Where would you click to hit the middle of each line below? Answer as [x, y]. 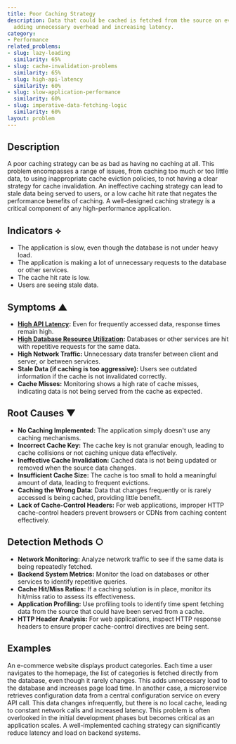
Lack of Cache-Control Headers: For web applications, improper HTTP [121, 505]
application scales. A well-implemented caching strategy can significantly [114, 725]
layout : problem [31, 118]
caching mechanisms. [49, 437]
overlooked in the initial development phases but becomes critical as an [111, 717]
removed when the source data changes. [77, 468]
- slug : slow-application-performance [64, 92]
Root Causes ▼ [41, 413]
